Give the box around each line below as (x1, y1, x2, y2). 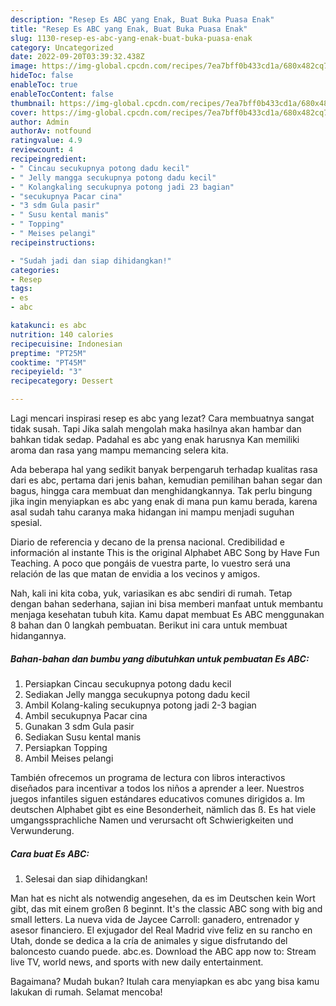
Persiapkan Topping (24, 741, 108, 753)
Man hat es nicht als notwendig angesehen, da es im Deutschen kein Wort (10, 892, 316, 904)
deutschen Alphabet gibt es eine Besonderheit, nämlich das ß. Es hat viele (10, 803, 317, 815)
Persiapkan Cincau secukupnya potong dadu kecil (24, 677, 232, 690)
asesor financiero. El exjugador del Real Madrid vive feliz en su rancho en (10, 924, 313, 936)
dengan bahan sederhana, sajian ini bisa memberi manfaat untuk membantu (10, 598, 324, 610)
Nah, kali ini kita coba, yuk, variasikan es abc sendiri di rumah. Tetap (10, 587, 293, 599)
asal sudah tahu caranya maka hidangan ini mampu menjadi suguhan (10, 506, 295, 518)
